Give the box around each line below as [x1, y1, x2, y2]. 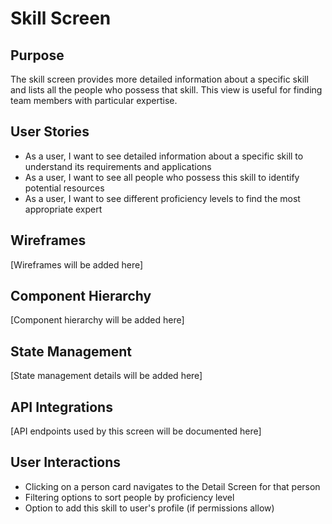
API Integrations [10, 398, 113, 416]
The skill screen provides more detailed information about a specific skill [10, 73, 309, 85]
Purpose [10, 47, 65, 64]
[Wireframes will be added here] [10, 258, 144, 271]
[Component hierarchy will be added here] [10, 314, 185, 326]
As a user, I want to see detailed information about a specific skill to [24, 150, 304, 162]
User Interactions [10, 454, 122, 471]
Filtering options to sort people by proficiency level [24, 491, 235, 503]
